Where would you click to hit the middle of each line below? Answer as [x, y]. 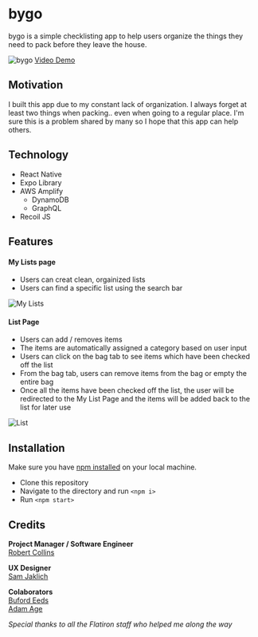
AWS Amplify [41, 191]
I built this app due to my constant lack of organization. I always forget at [127, 104]
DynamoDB [50, 200]
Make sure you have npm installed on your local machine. [103, 467]
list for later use [45, 407]
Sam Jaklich [28, 576]
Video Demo [55, 60]
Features [31, 241]
